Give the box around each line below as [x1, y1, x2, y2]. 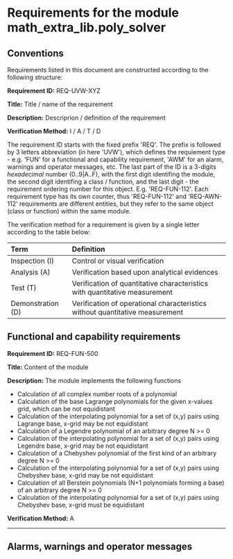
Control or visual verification [71, 256, 164, 266]
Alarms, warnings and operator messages [7, 541, 193, 553]
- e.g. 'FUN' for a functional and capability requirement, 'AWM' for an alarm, [7, 155, 224, 163]
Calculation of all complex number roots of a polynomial [17, 389, 178, 398]
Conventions [7, 47, 64, 59]
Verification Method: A [7, 514, 74, 522]
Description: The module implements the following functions [7, 376, 182, 384]
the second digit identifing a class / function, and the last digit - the [7, 177, 199, 186]
